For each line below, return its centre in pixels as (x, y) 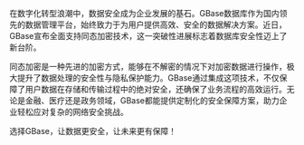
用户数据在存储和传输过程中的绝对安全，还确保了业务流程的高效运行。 (156, 89)
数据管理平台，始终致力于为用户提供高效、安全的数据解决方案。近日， (156, 24)
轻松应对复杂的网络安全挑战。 (72, 112)
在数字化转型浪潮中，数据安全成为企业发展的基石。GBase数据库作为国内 (145, 13)
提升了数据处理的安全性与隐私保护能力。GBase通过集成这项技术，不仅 (148, 78)
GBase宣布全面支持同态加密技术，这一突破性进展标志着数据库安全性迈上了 (148, 36)
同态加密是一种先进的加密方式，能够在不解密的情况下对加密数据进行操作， (148, 67)
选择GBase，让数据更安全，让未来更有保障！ (93, 131)
